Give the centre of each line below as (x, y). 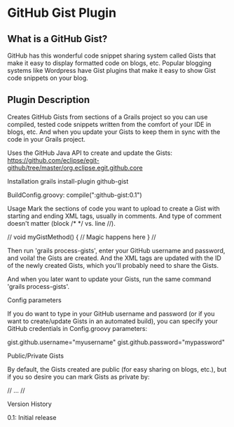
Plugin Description (49, 100)
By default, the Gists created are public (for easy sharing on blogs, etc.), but (117, 369)
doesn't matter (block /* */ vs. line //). (61, 223)
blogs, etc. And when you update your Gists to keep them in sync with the (114, 132)
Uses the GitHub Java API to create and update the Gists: (90, 153)
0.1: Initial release (32, 417)
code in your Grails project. (46, 139)
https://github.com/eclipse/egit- (53, 160)
